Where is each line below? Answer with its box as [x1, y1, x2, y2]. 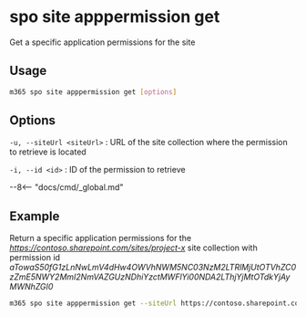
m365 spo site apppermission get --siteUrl [9, 299, 178, 308]
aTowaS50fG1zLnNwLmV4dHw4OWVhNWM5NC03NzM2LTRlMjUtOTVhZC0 [9, 262, 297, 273]
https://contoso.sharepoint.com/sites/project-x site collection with [9, 242, 258, 253]
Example [9, 208, 60, 224]
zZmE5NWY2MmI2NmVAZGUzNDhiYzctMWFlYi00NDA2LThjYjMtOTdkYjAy [9, 271, 291, 282]
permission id [9, 252, 61, 263]
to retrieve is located [9, 146, 87, 157]
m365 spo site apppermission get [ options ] [9, 87, 178, 97]
